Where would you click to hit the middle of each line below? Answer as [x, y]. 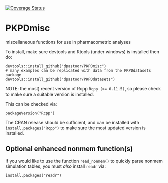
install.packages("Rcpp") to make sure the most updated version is [76, 128]
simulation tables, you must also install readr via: [56, 166]
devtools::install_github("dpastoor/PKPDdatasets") [60, 79]
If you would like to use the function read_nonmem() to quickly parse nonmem [84, 161]
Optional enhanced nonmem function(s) [69, 149]
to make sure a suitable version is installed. [50, 94]
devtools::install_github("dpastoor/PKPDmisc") [56, 66]
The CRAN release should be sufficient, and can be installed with [72, 122]
